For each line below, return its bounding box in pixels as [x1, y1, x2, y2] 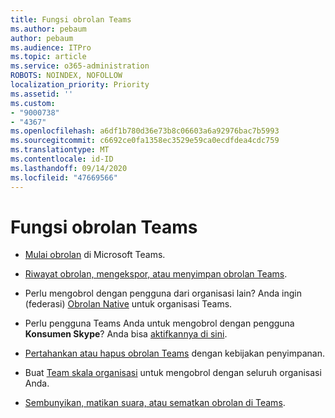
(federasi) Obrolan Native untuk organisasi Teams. [24, 298, 233, 310]
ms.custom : [10, 98, 56, 108]
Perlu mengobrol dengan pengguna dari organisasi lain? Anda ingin [24, 287, 303, 300]
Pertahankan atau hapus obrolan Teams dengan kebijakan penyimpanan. [24, 347, 325, 360]
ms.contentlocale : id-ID [10, 154, 114, 164]
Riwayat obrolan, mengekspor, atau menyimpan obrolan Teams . [24, 268, 288, 280]
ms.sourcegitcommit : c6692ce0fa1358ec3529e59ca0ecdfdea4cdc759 [10, 136, 280, 146]
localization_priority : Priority [10, 80, 150, 90]
